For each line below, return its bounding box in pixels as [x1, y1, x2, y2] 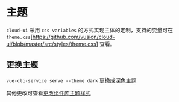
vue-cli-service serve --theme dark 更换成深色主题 [6, 76, 137, 84]
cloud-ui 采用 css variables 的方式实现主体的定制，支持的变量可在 [6, 26, 174, 34]
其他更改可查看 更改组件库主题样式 [6, 89, 91, 97]
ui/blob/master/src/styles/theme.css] [6, 40, 98, 47]
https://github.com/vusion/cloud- [32, 33, 116, 40]
